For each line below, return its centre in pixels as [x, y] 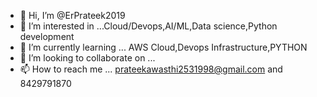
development [47, 36]
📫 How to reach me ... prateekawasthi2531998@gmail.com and [151, 69]
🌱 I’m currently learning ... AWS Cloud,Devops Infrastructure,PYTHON [163, 47]
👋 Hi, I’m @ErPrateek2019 [72, 15]
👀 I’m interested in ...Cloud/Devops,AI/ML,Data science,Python [148, 26]
